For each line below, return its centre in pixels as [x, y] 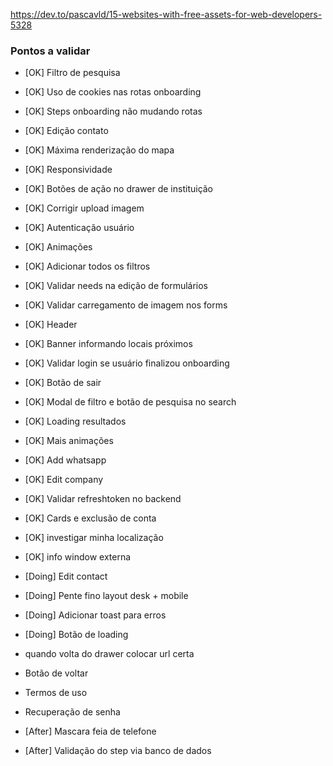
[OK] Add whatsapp [65, 460]
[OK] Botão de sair [63, 383]
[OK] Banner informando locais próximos [108, 344]
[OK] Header [51, 325]
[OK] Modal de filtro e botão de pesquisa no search [130, 402]
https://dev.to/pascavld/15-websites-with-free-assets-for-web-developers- [166, 14]
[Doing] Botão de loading [76, 635]
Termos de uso [56, 693]
